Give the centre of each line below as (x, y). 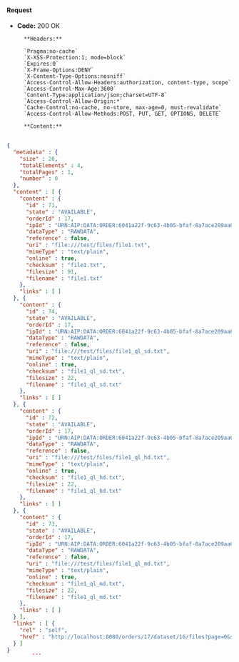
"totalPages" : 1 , (47, 172)
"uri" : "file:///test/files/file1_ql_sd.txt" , (98, 351)
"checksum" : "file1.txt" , (66, 265)
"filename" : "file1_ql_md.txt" (73, 597)
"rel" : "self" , (44, 630)
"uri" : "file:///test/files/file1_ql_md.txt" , (98, 564)
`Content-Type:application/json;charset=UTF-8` (96, 95)
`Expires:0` (41, 64)
